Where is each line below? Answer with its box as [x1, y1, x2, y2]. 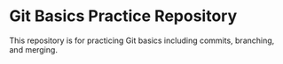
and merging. [9, 44, 58, 54]
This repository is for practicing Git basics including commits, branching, [9, 35, 275, 46]
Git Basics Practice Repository [9, 6, 238, 26]
